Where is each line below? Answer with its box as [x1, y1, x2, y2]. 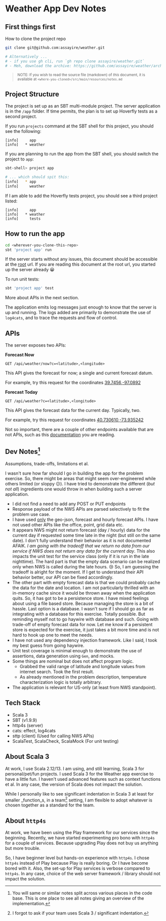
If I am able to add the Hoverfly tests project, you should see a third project [5, 193, 158, 199]
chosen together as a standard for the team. [5, 802, 95, 808]
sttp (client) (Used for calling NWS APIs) [12, 733, 94, 739]
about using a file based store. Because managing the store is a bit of [12, 601, 154, 606]
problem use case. [12, 511, 50, 517]
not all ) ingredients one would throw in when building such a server [5, 486, 142, 492]
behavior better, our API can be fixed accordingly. [12, 574, 114, 580]
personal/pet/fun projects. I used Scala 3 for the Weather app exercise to [5, 771, 154, 777]
